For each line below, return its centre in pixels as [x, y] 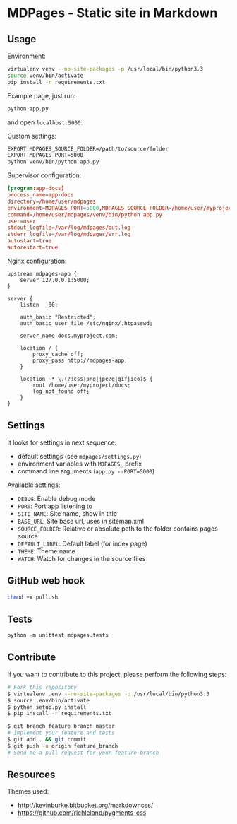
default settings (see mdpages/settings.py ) [79, 456]
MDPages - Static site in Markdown [113, 13]
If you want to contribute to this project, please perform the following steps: [117, 674]
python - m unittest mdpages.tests [58, 635]
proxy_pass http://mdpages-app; [80, 360]
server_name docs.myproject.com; [69, 336]
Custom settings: [32, 136]
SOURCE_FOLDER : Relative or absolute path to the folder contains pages [118, 529]
